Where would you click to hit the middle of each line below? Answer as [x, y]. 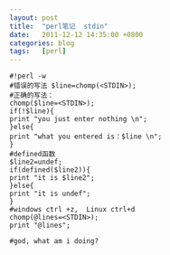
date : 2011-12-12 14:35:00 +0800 [76, 34]
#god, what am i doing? [54, 241]
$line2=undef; [36, 162]
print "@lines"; [40, 226]
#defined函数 [33, 155]
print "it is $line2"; [52, 178]
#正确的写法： [32, 96]
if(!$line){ [32, 111]
